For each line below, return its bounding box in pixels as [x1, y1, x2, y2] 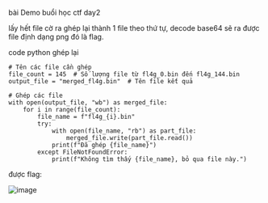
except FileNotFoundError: [37, 148, 128, 156]
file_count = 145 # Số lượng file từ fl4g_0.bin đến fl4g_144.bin [8, 70, 241, 78]
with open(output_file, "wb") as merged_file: [8, 99, 168, 107]
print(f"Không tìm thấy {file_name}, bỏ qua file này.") [51, 155, 248, 163]
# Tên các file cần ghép [8, 63, 92, 71]
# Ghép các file [8, 91, 63, 99]
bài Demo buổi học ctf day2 [8, 8, 101, 17]
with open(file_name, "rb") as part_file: [51, 127, 197, 135]
